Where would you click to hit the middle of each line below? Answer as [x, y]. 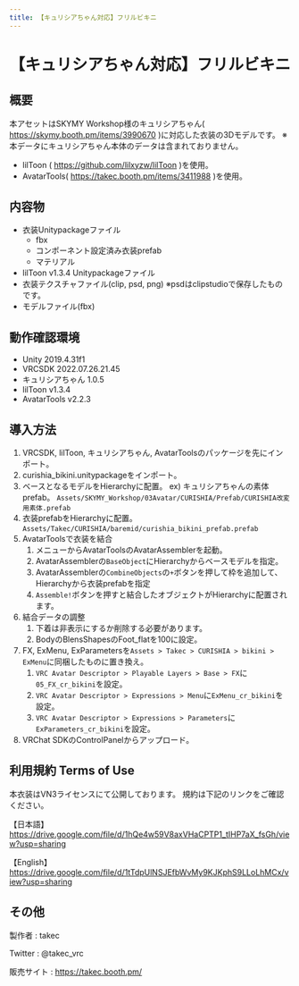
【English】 [30, 862]
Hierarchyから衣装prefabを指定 [93, 584]
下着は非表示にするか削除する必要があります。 [121, 628]
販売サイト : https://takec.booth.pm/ [76, 972]
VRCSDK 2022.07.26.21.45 [71, 369]
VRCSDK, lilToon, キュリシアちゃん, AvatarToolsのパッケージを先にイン [153, 453]
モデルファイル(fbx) [58, 307]
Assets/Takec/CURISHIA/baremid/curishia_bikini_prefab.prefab [140, 529]
